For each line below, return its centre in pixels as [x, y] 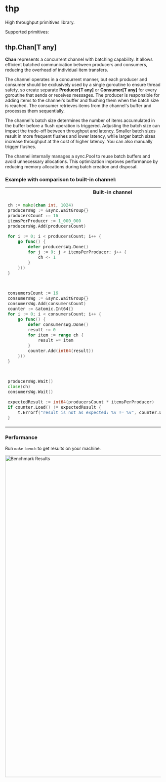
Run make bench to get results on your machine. [53, 448]
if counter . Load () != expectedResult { [54, 407]
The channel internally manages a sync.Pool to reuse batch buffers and [78, 156]
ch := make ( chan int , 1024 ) [41, 205]
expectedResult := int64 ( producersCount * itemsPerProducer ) [81, 402]
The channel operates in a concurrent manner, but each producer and [76, 79]
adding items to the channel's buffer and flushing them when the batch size [82, 100]
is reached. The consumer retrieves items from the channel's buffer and [78, 105]
